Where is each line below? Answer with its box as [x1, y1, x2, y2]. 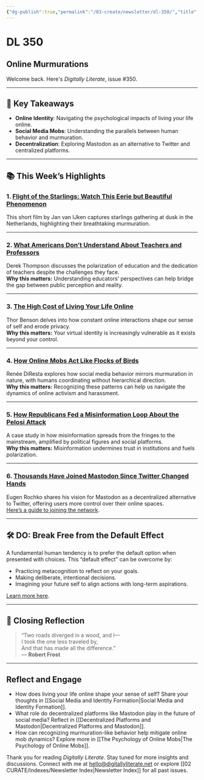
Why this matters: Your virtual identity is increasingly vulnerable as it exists [6, 329, 195, 336]
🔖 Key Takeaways [6, 98, 75, 109]
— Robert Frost [21, 651, 61, 659]
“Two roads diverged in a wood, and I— [21, 632, 120, 639]
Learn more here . [6, 592, 50, 600]
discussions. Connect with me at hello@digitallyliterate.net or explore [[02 [6, 760, 191, 768]
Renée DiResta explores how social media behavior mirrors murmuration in [6, 370, 193, 378]
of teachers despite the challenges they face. [6, 268, 120, 276]
